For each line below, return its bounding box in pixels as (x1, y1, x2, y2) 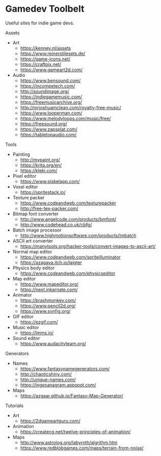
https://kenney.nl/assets (20, 45, 71, 51)
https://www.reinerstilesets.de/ (20, 50, 86, 56)
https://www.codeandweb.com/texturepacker (20, 199, 116, 206)
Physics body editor (12, 265, 55, 271)
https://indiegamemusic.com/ (20, 94, 83, 100)
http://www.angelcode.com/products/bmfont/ (20, 216, 116, 222)
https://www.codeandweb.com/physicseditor (20, 270, 116, 276)
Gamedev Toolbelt (5, 3, 85, 15)
